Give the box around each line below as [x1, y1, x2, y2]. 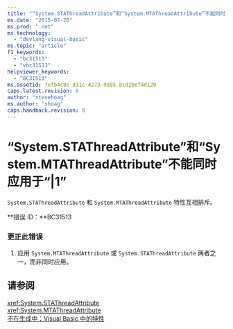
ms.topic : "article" [7, 42, 67, 49]
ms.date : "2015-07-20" [7, 17, 73, 24]
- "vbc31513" [13, 62, 51, 69]
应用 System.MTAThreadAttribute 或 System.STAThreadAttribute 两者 [17, 248, 210, 257]
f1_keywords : [7, 49, 45, 56]
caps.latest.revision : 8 [7, 87, 79, 94]
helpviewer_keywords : [7, 68, 70, 75]
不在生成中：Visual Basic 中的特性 [7, 314, 105, 323]
